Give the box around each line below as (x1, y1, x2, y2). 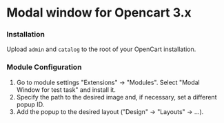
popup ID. (16, 100, 45, 108)
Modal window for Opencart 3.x (6, 5, 192, 21)
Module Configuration (6, 62, 82, 72)
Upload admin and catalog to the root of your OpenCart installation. (6, 45, 196, 53)
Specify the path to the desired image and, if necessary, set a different (16, 93, 217, 101)
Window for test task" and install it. (16, 85, 116, 94)
